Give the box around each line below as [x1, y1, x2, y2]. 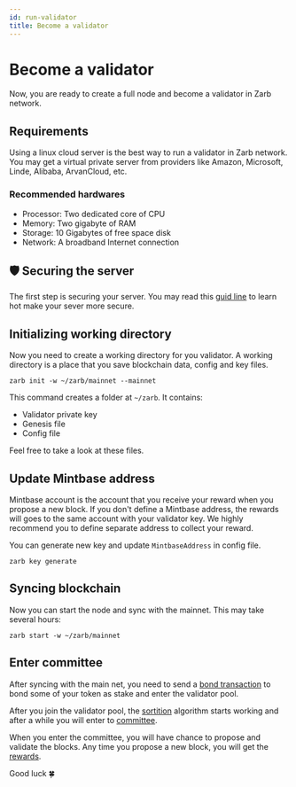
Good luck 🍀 [9, 768, 56, 778]
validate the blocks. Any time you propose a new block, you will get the [9, 741, 269, 752]
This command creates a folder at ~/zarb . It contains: [9, 392, 204, 403]
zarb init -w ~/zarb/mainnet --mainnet [9, 377, 157, 386]
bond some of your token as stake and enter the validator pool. [9, 688, 239, 698]
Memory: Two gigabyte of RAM [21, 218, 136, 229]
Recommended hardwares [9, 188, 126, 200]
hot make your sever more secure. [9, 300, 135, 311]
